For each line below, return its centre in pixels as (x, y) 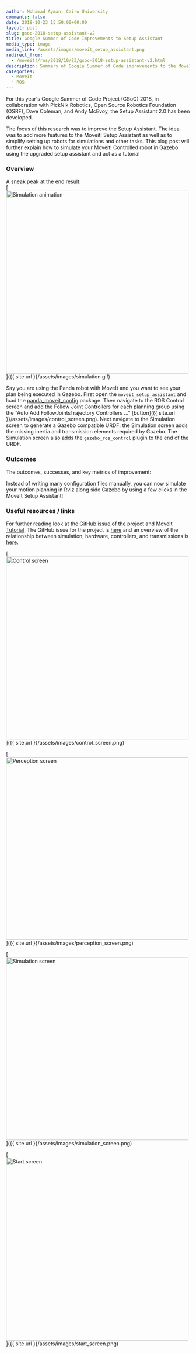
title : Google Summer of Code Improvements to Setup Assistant (85, 39)
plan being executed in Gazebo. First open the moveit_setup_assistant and (96, 394)
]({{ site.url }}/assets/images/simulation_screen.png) (69, 1143)
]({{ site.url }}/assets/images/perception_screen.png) (70, 943)
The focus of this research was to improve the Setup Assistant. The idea (93, 129)
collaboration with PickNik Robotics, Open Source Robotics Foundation (91, 105)
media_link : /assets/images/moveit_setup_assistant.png (75, 50)
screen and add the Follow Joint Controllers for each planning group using (95, 407)
